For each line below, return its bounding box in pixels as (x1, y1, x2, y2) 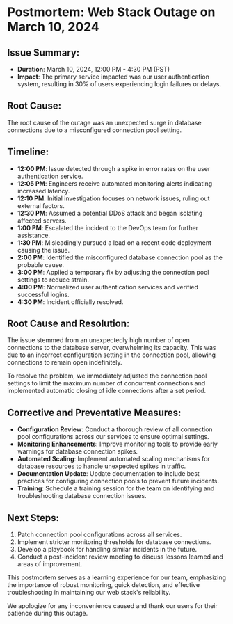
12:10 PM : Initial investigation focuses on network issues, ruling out (17, 194, 210, 202)
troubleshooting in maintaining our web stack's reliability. (7, 589, 170, 597)
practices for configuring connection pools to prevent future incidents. (17, 477, 219, 486)
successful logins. (17, 290, 70, 298)
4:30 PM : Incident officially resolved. (17, 297, 124, 306)
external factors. (17, 201, 65, 209)
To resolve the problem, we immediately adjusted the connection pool (7, 371, 207, 380)
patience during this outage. (7, 609, 88, 618)
